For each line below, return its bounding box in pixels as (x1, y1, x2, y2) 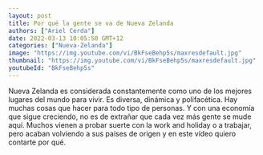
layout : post (8, 11, 52, 20)
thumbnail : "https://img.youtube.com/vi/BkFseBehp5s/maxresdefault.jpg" (8, 57, 257, 65)
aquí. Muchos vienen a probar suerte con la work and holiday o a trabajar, (8, 120, 253, 129)
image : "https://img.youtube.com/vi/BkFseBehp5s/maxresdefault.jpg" (8, 49, 242, 57)
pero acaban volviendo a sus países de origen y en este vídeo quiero (8, 128, 237, 138)
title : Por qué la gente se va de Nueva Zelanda (8, 19, 174, 27)
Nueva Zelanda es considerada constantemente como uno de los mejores (8, 86, 253, 96)
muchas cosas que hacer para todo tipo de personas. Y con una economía (8, 103, 255, 112)
